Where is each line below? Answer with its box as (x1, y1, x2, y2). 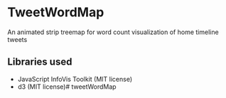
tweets (7, 35, 28, 43)
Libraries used (7, 56, 72, 68)
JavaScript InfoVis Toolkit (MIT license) (17, 75, 133, 83)
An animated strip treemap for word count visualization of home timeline (7, 28, 219, 36)
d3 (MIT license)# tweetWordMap (17, 82, 117, 91)
